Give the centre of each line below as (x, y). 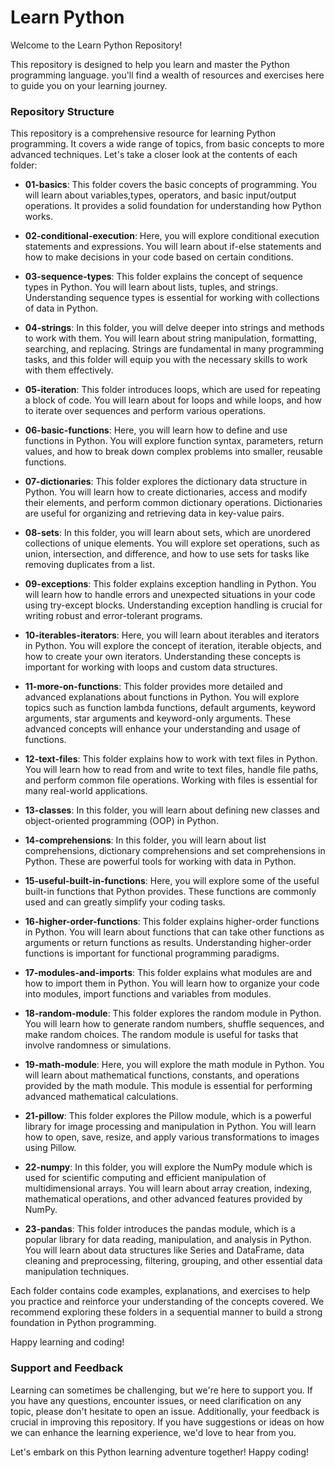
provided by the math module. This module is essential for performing (168, 1086)
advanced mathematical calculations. (101, 1097)
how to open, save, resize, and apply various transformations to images (172, 1137)
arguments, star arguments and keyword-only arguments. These (158, 718)
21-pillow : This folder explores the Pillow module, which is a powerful (168, 1116)
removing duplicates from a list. (89, 565)
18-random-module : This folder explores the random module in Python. (173, 1013)
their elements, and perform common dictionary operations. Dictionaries (173, 503)
